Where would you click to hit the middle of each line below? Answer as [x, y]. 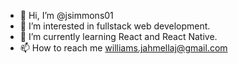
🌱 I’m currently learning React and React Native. [118, 36]
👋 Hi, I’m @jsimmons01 [66, 15]
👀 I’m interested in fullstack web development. [115, 26]
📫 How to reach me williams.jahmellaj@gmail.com [123, 48]
